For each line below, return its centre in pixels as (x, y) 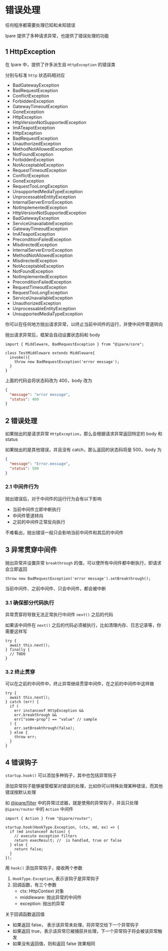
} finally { (17, 649)
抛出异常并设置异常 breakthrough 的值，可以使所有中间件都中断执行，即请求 (83, 563)
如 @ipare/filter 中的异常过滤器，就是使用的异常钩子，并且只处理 (72, 803)
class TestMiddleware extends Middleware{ (50, 353)
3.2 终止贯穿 (20, 672)
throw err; (25, 737)
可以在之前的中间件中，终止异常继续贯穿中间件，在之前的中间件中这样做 (79, 684)
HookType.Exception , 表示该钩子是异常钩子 (56, 878)
